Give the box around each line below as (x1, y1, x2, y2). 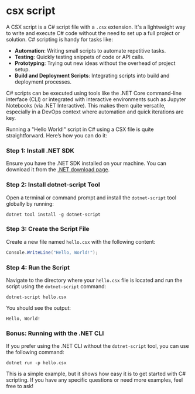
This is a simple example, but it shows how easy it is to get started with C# (6, 370, 186, 378)
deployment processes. (14, 78, 72, 85)
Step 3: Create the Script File (6, 225, 90, 233)
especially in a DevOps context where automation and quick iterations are (6, 108, 184, 115)
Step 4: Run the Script (6, 263, 70, 271)
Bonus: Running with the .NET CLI (6, 329, 104, 337)
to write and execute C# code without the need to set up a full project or (6, 29, 180, 36)
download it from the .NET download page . (6, 166, 110, 173)
